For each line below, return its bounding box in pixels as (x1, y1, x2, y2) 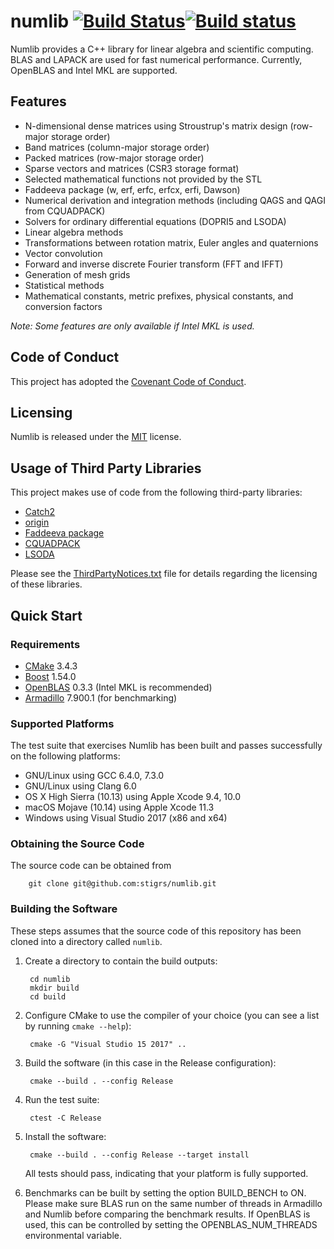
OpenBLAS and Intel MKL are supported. (10, 64, 178, 76)
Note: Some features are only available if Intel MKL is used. (10, 320, 255, 332)
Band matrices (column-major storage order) (24, 141, 210, 153)
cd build (29, 991, 67, 1002)
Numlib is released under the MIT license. (10, 431, 182, 443)
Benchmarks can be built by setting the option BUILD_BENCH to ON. (24, 1186, 307, 1199)
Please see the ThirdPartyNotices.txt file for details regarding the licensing (10, 568, 318, 580)
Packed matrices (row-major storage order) (24, 151, 205, 164)
